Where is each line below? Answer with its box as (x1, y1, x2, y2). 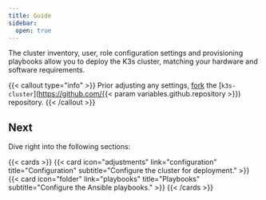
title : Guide (8, 11, 52, 20)
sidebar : (8, 19, 38, 27)
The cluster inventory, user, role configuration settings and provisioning (8, 49, 244, 58)
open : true (15, 26, 52, 34)
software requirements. (8, 65, 85, 75)
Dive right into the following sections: (8, 142, 131, 151)
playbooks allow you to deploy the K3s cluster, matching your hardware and (8, 57, 258, 66)
